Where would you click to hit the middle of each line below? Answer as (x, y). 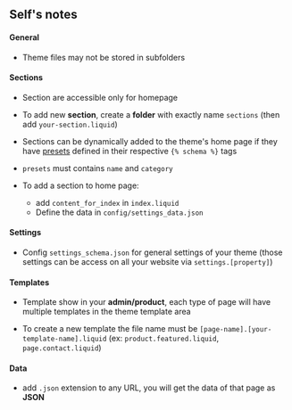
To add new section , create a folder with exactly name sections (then (151, 114)
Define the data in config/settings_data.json (119, 212)
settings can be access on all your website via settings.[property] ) (147, 262)
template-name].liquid (64, 339)
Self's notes (43, 15)
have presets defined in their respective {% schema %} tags (129, 151)
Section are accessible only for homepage (100, 97)
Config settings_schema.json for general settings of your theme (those (152, 252)
